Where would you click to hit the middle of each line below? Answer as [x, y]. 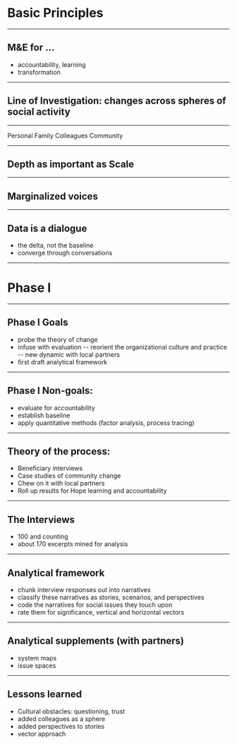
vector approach [42, 734]
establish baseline [44, 415]
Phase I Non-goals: [50, 391]
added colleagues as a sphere [61, 719]
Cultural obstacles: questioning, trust [71, 711]
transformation [39, 72]
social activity [39, 112]
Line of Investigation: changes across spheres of [117, 101]
